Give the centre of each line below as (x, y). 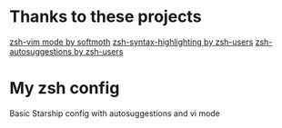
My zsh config (65, 89)
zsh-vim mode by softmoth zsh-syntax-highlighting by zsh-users (131, 42)
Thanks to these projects (106, 17)
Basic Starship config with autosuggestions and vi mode (115, 113)
